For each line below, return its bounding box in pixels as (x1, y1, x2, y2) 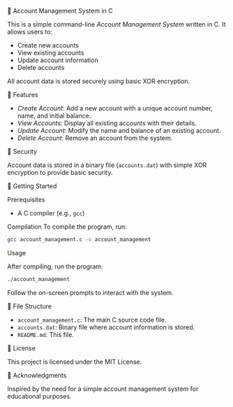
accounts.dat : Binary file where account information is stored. (17, 322, 195, 331)
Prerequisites (7, 196, 45, 203)
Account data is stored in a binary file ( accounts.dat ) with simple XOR (7, 161, 207, 169)
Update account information (17, 56, 99, 64)
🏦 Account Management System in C (7, 7, 113, 15)
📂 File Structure (7, 301, 52, 310)
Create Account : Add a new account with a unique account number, (17, 104, 213, 112)
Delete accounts (17, 64, 65, 71)
